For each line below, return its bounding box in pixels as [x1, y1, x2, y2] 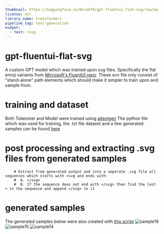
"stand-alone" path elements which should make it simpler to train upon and [5, 77, 159, 83]
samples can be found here [5, 126, 60, 131]
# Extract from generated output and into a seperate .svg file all [14, 169, 156, 174]
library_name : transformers [5, 16, 62, 21]
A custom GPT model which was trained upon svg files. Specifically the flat [5, 67, 156, 72]
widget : [5, 25, 21, 30]
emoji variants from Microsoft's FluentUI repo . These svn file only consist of [5, 72, 158, 78]
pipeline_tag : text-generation [5, 20, 69, 26]
